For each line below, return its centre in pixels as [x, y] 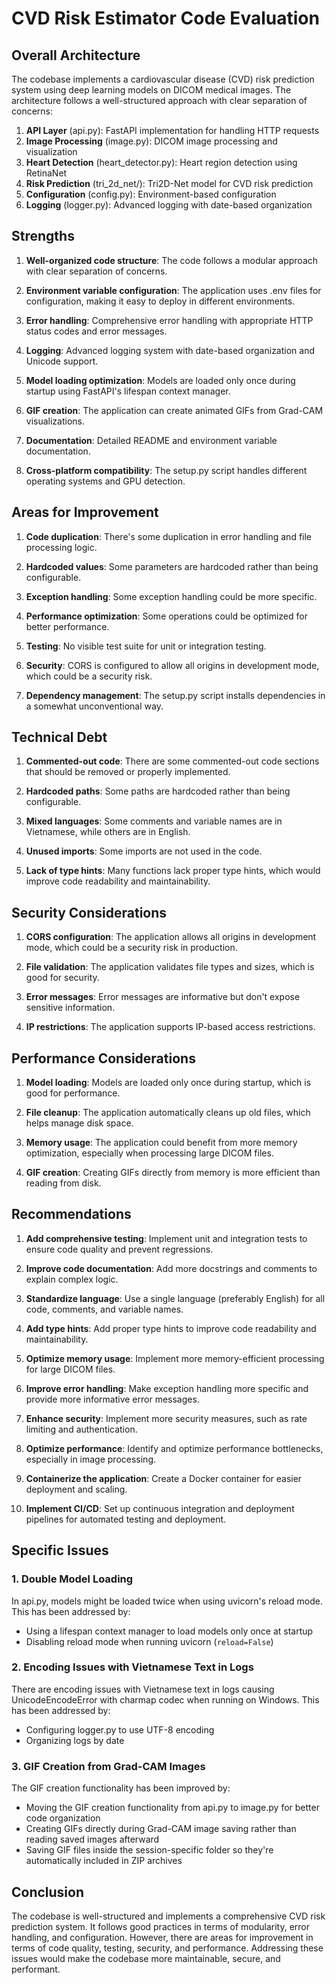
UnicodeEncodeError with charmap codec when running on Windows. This [165, 1699]
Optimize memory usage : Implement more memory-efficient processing [175, 1358]
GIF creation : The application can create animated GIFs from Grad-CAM [174, 410]
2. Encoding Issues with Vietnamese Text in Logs [132, 1667]
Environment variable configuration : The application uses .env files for [173, 290]
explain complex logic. [72, 1279]
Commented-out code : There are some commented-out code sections [172, 761]
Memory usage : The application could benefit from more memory [161, 1143]
